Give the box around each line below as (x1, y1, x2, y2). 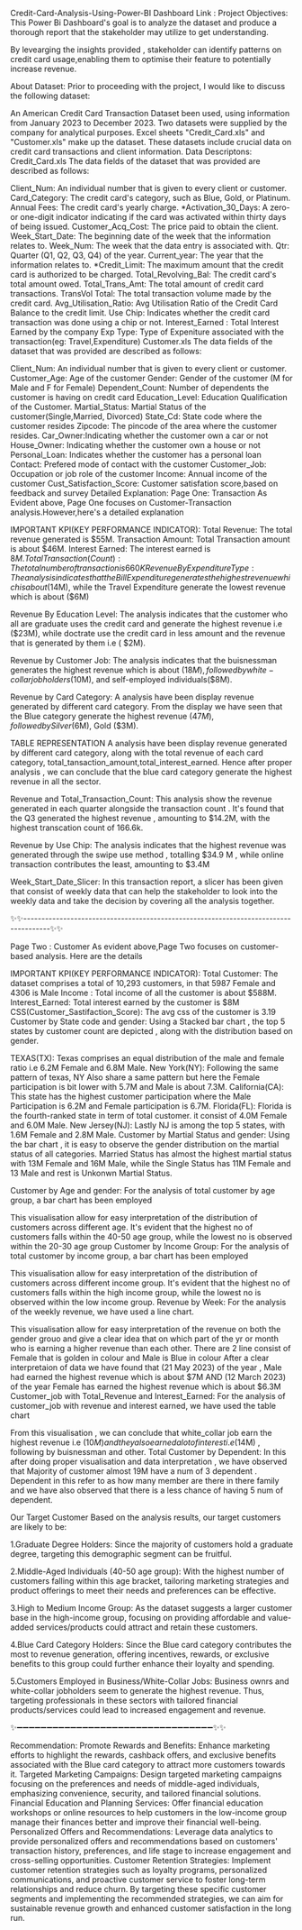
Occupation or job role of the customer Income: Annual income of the (10, 469, 268, 479)
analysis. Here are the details (35, 951, 143, 961)
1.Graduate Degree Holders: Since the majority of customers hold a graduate (10, 1539, 294, 1550)
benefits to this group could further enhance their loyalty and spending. (10, 1659, 275, 1669)
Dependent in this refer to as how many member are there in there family (10, 1476, 280, 1486)
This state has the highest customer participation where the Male (10, 1091, 252, 1102)
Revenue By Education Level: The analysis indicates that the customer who (10, 608, 289, 619)
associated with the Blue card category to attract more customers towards (10, 1760, 286, 1770)
